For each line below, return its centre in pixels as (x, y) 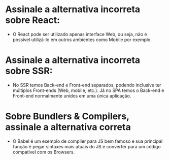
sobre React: (32, 20)
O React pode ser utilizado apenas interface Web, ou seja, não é (80, 34)
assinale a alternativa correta (68, 127)
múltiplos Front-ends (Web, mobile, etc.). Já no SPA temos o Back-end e (88, 90)
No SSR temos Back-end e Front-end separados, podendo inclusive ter (87, 85)
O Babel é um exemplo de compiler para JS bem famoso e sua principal (88, 141)
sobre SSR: (29, 71)
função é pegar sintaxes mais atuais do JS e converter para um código (87, 146)
